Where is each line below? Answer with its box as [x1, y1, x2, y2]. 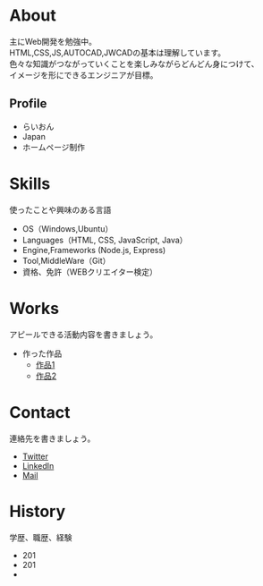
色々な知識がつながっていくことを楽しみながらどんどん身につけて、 [9, 58, 259, 69]
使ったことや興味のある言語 [9, 204, 112, 215]
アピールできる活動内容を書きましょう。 [9, 328, 158, 340]
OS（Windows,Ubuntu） [21, 223, 114, 234]
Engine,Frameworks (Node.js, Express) [21, 244, 166, 255]
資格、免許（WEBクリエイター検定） [21, 266, 158, 277]
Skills [9, 174, 51, 193]
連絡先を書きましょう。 [9, 433, 96, 444]
